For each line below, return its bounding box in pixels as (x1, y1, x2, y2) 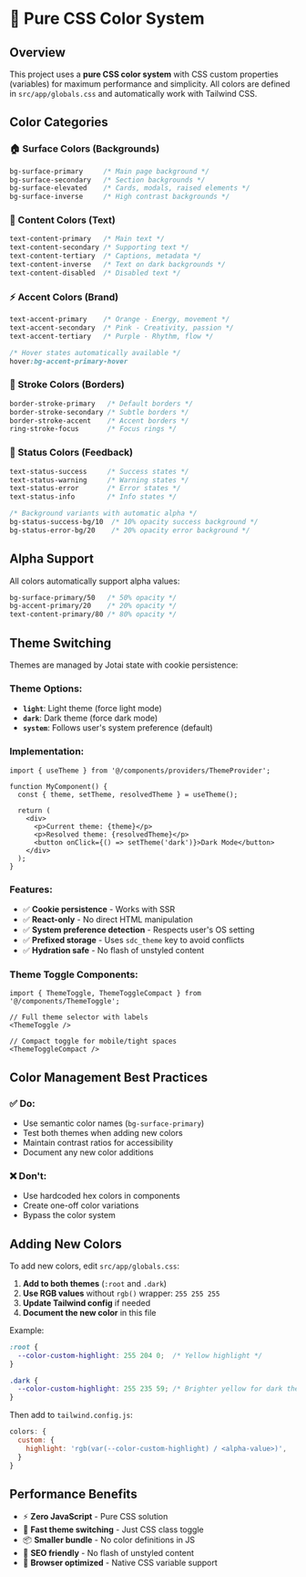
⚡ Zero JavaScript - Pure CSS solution (22, 1511, 168, 1522)
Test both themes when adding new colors (22, 1127, 184, 1138)
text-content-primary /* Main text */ (9, 235, 166, 244)
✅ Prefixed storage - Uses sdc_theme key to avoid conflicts (22, 934, 245, 945)
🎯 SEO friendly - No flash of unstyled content (22, 1548, 194, 1559)
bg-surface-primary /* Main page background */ (9, 166, 209, 176)
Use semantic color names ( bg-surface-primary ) (22, 1118, 205, 1129)
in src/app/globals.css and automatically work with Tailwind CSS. (9, 89, 258, 99)
